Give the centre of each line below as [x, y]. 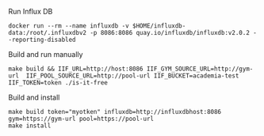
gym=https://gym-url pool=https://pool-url [81, 119]
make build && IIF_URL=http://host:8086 [76, 69]
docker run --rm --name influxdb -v [69, 26]
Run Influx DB [31, 11]
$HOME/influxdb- [159, 26]
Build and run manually [46, 54]
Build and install [34, 97]
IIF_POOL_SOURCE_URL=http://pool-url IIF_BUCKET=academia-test [132, 76]
